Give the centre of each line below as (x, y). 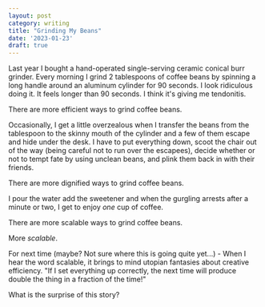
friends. (21, 168)
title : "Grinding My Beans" (55, 30)
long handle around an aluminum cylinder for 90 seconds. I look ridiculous (131, 86)
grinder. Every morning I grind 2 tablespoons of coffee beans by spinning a (132, 77)
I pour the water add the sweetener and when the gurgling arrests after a (128, 199)
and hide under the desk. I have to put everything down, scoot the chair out (132, 142)
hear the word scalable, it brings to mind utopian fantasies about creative (129, 262)
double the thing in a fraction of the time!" (77, 279)
